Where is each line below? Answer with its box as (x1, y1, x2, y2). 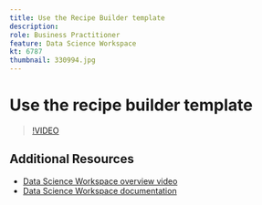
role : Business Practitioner (9, 30, 121, 39)
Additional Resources (9, 151, 134, 167)
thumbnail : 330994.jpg (9, 56, 96, 65)
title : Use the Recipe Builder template (9, 13, 166, 23)
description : (9, 22, 59, 31)
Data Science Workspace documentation (22, 185, 177, 196)
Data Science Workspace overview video (22, 175, 178, 187)
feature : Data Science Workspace (9, 38, 137, 48)
